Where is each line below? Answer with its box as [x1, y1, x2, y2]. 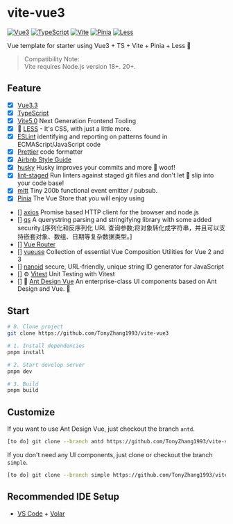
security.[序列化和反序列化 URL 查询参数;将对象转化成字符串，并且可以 [17, 224, 220, 232]
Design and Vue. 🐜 [17, 285, 71, 293]
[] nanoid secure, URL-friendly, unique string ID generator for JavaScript [17, 262, 224, 271]
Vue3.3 [17, 101, 38, 109]
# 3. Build [7, 381, 39, 388]
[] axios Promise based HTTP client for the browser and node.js [17, 208, 199, 216]
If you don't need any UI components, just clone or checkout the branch [7, 450, 213, 459]
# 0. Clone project [7, 324, 64, 331]
